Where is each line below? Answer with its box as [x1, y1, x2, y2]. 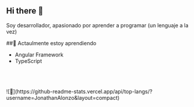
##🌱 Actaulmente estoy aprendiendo [6, 39, 97, 46]
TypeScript [14, 57, 42, 64]
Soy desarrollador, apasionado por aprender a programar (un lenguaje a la [6, 21, 189, 29]
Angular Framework [14, 51, 64, 58]
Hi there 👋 [6, 6, 44, 16]
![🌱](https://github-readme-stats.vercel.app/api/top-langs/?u [6, 87, 153, 95]
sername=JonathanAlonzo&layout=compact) [6, 94, 120, 101]
